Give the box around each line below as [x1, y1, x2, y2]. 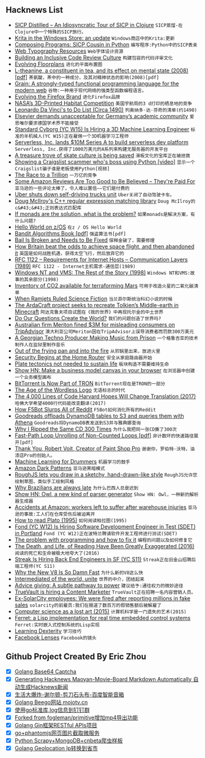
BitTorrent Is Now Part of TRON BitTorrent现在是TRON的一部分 [14, 380, 166, 387]
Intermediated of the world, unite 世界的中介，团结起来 [14, 575, 145, 582]
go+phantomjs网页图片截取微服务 [14, 729, 100, 737]
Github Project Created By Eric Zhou [6, 651, 146, 662]
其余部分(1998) [23, 276, 59, 283]
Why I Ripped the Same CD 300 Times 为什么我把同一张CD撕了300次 [14, 425, 177, 432]
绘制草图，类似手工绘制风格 [14, 478, 75, 484]
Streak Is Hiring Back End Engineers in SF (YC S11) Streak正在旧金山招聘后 [14, 555, 196, 563]
